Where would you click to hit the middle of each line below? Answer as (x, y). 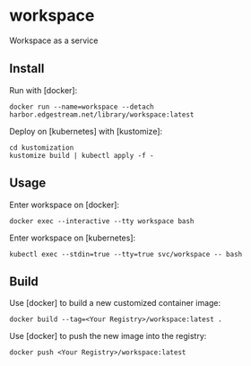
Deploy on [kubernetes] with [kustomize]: (86, 131)
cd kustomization (42, 148)
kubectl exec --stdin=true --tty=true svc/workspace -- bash (126, 254)
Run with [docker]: (43, 90)
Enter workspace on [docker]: (64, 205)
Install (27, 69)
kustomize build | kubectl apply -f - (82, 155)
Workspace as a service (54, 40)
